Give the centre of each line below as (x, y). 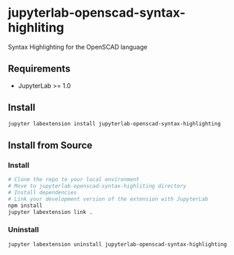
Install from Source (50, 145)
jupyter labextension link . (50, 212)
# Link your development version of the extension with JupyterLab (108, 199)
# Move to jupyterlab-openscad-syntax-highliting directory (97, 186)
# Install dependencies (43, 192)
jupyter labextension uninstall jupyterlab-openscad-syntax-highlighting (118, 244)
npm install (25, 206)
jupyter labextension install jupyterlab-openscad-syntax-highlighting (114, 123)
